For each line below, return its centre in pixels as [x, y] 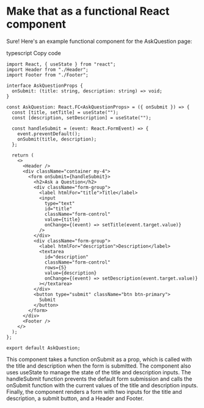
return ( [23, 155]
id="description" [67, 257]
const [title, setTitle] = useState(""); [65, 112]
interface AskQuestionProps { [45, 86]
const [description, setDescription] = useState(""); [82, 117]
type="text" [60, 203]
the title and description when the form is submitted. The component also [99, 366]
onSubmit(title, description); [57, 139]
